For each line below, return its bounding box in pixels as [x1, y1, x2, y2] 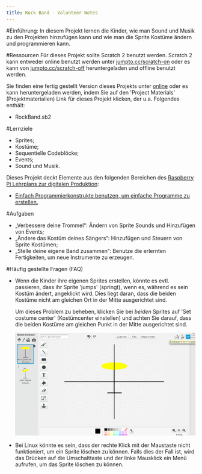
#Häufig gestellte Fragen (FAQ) [6, 265, 83, 272]
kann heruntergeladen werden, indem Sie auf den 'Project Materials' [6, 89, 176, 96]
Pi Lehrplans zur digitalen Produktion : [6, 180, 99, 187]
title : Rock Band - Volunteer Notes [6, 10, 98, 16]
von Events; [14, 228, 44, 235]
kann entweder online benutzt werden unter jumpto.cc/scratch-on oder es [6, 58, 191, 65]
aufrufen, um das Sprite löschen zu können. [14, 461, 124, 468]
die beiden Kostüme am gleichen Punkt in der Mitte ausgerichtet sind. [14, 320, 188, 328]
